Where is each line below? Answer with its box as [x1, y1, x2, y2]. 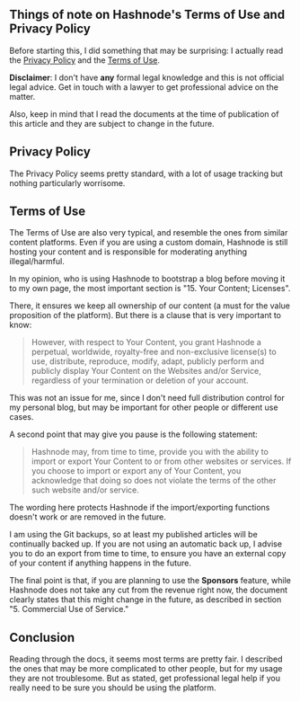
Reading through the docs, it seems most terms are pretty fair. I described [9, 653, 283, 664]
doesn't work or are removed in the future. [9, 511, 166, 522]
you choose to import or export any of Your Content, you [31, 466, 242, 476]
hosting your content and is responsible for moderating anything [9, 246, 248, 257]
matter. [9, 91, 36, 102]
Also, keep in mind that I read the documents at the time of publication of [9, 108, 279, 120]
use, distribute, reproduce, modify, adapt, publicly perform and [31, 356, 265, 367]
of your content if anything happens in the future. [9, 557, 191, 569]
